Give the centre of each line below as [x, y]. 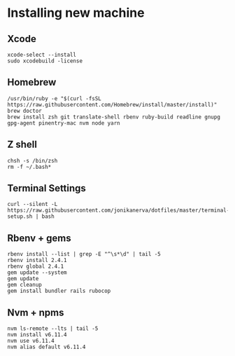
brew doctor [24, 111]
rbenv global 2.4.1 [36, 267]
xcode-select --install [42, 55]
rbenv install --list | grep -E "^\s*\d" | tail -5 [84, 254]
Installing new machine [76, 13]
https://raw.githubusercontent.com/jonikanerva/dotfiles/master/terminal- [119, 211]
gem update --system [37, 273]
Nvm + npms [36, 312]
